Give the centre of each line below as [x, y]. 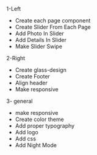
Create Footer [33, 76]
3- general [20, 101]
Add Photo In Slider [39, 33]
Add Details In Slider [41, 40]
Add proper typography [45, 126]
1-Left [14, 9]
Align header [31, 83]
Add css [26, 139]
